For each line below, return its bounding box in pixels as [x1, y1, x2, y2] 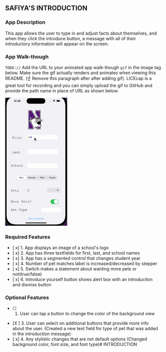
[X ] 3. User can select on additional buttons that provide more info [12, 320, 149, 326]
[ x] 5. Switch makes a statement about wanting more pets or [12, 265, 137, 271]
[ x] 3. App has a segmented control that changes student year [12, 255, 141, 261]
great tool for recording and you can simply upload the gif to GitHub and [5, 82, 153, 88]
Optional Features [5, 294, 50, 301]
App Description [5, 19, 46, 26]
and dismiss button [12, 281, 52, 287]
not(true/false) [12, 271, 42, 277]
